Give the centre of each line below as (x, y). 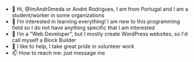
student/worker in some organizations (58, 15)
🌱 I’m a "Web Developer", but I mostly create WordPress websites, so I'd (100, 34)
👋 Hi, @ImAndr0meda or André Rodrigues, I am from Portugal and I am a (100, 9)
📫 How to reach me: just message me (58, 53)
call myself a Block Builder (44, 40)
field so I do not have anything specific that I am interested (83, 27)
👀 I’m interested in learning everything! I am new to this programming (96, 21)
